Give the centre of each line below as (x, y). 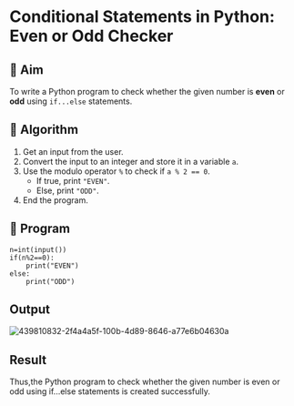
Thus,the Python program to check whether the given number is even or (145, 382)
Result (28, 360)
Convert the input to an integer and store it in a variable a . (131, 161)
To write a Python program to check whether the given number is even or (147, 91)
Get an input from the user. (73, 151)
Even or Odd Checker (91, 36)
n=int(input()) (38, 249)
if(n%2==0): (32, 258)
